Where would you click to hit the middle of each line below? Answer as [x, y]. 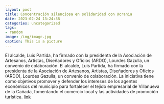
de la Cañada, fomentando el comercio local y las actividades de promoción [82, 91]
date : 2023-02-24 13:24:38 [33, 19]
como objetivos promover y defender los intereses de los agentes [71, 81]
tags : [11, 28]
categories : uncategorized [33, 23]
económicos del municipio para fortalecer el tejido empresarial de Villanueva [82, 86]
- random [14, 32]
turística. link [18, 97]
